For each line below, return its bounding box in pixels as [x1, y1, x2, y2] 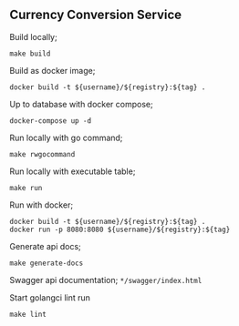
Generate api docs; [9, 240, 82, 251]
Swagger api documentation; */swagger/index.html [9, 274, 203, 285]
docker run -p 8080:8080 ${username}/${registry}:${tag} [9, 225, 231, 234]
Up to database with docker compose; [9, 98, 153, 109]
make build [9, 49, 51, 58]
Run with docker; [9, 199, 74, 210]
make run [9, 183, 43, 192]
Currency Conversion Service [9, 7, 182, 23]
